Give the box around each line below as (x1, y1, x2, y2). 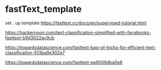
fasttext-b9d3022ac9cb (5, 35, 55, 41)
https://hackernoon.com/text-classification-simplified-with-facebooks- (5, 29, 151, 35)
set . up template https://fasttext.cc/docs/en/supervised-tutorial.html (5, 20, 147, 26)
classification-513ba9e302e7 (5, 50, 65, 56)
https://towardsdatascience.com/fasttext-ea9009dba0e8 (5, 59, 123, 65)
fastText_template (5, 3, 82, 15)
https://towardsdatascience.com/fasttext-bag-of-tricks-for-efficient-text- (5, 44, 156, 50)
